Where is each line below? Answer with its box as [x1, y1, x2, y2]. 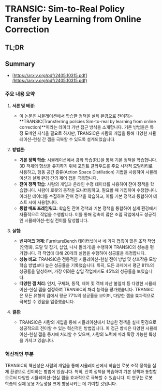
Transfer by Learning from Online [5, 14, 142, 25]
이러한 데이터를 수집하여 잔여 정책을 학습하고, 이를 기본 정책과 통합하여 [19, 193, 152, 199]
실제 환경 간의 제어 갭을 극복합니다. [32, 175, 98, 181]
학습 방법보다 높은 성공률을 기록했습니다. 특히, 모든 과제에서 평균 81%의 [19, 262, 154, 268]
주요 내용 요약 [5, 91, 35, 97]
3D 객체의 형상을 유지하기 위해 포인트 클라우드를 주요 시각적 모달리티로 [19, 163, 153, 169]
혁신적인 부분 [5, 350, 34, 357]
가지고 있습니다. [24, 337, 55, 343]
